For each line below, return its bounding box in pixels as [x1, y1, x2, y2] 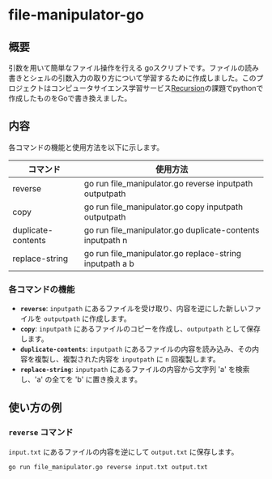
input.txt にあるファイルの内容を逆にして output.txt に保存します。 [8, 447, 239, 456]
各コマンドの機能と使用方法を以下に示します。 [8, 142, 164, 152]
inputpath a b [83, 258, 135, 269]
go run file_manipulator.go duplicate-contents [83, 225, 260, 236]
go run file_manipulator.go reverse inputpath [83, 177, 253, 189]
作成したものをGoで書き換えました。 [8, 93, 132, 103]
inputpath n [83, 234, 128, 246]
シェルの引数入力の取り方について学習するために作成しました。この [29, 73, 257, 83]
